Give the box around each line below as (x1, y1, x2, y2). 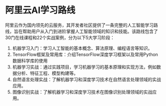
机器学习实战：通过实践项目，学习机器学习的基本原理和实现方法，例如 (12, 63, 157, 70)
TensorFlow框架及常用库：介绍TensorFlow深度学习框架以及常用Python (12, 51, 159, 57)
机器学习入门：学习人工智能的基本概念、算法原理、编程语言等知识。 (12, 45, 153, 51)
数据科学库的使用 (12, 57, 48, 63)
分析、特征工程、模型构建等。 (16, 70, 78, 76)
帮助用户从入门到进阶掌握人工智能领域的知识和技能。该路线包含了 (22, 28, 158, 34)
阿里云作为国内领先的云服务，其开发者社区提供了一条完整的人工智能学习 (5, 22, 154, 28)
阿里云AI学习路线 (5, 4, 76, 16)
